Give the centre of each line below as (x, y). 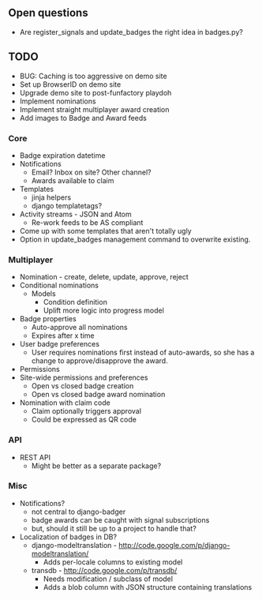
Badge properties (48, 319)
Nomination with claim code (65, 403)
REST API (35, 457)
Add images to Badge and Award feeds (83, 118)
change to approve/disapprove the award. (99, 361)
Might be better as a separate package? (96, 466)
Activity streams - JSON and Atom (75, 214)
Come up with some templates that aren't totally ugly (105, 231)
